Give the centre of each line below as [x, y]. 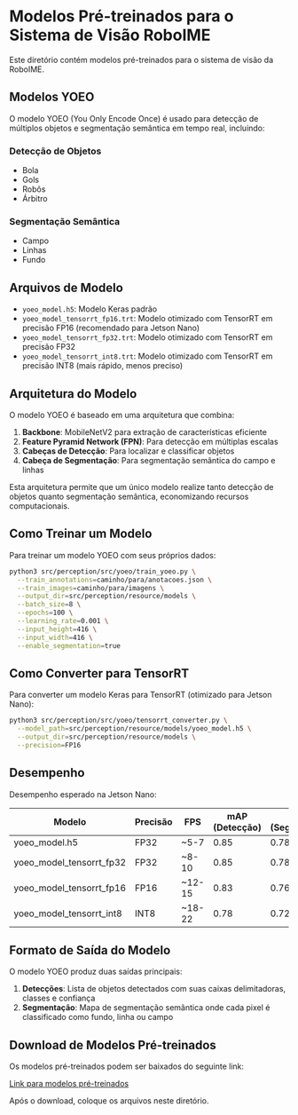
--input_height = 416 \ [57, 629]
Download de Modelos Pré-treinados [113, 1045]
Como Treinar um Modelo [81, 534]
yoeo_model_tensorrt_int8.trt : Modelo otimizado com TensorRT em [147, 356]
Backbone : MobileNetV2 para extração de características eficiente [145, 431]
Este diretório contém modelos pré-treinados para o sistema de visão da [141, 59]
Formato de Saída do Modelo [90, 950]
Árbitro [35, 199]
